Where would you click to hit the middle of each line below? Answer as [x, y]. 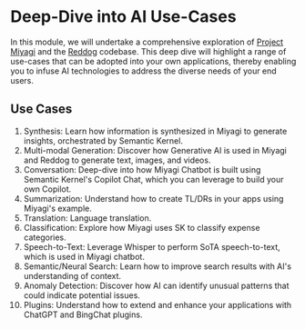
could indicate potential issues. [81, 295]
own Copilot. [47, 189]
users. [22, 80]
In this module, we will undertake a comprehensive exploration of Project [147, 42]
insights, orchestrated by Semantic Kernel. [103, 140]
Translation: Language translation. [87, 218]
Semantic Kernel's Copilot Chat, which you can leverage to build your [153, 179]
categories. [45, 237]
